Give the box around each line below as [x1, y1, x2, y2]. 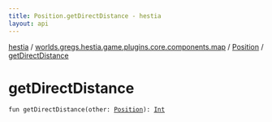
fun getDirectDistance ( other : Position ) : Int [8, 106, 165, 114]
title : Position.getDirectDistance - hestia [8, 11, 162, 20]
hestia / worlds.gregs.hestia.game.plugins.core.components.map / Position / [8, 41, 264, 51]
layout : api [8, 20, 49, 28]
